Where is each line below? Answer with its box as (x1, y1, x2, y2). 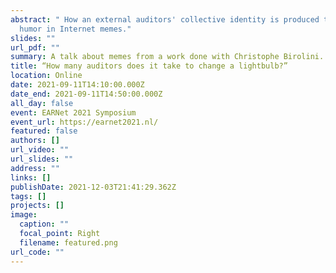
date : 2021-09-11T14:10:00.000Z (10, 80, 145, 90)
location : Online (10, 71, 83, 81)
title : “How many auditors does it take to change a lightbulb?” (10, 61, 288, 71)
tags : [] (10, 191, 47, 201)
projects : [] (10, 201, 65, 211)
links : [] (10, 172, 52, 183)
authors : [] (10, 136, 60, 146)
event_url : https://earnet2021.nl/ (10, 117, 159, 127)
